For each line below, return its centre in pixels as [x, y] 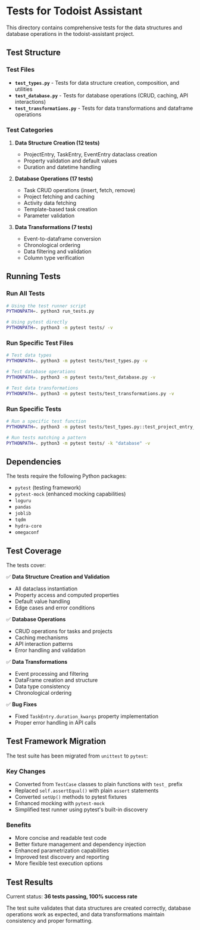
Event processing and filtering [51, 674]
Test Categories [30, 130]
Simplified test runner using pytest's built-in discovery [81, 809]
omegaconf [27, 532]
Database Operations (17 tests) [54, 178]
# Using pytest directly [37, 322]
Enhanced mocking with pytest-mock [60, 803]
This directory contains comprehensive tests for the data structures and [94, 27]
